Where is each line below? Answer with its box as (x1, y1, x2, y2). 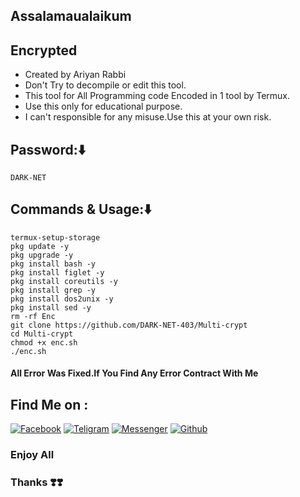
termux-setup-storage (10, 232, 101, 243)
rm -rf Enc (10, 311, 56, 321)
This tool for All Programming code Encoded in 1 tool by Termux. (24, 90, 291, 102)
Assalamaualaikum (10, 8, 132, 25)
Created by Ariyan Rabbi (24, 69, 127, 81)
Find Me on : (10, 396, 89, 413)
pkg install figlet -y (10, 267, 105, 278)
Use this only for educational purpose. (24, 100, 183, 113)
